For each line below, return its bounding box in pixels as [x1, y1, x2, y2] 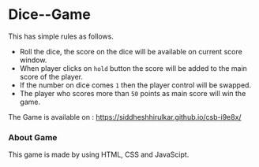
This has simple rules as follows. [8, 32, 114, 41]
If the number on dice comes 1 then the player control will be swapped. [19, 80, 251, 90]
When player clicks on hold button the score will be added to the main [19, 63, 247, 72]
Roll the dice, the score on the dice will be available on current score [19, 46, 242, 56]
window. [19, 55, 47, 65]
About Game [8, 132, 58, 143]
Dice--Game [8, 6, 91, 24]
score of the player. [19, 72, 83, 81]
